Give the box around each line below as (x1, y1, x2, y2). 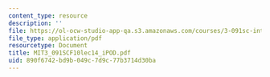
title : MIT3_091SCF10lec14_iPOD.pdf (8, 49, 131, 57)
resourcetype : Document (8, 42, 88, 50)
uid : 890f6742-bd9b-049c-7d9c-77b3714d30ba (8, 57, 157, 65)
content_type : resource (8, 11, 88, 20)
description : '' (8, 19, 63, 27)
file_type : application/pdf (8, 34, 103, 43)
